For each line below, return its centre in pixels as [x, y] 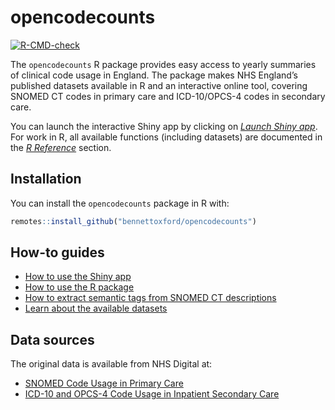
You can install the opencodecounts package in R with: [120, 203]
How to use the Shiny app [78, 277]
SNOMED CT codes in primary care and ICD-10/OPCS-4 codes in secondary [168, 96]
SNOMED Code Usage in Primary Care [104, 383]
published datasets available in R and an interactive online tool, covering [159, 85]
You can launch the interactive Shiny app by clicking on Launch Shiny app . [164, 126]
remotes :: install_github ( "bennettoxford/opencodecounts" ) [133, 221]
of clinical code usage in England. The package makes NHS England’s [154, 75]
